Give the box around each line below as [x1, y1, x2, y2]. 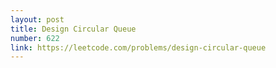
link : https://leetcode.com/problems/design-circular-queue [10, 42, 267, 53]
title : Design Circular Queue [10, 24, 137, 34]
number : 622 [10, 33, 60, 43]
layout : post [10, 14, 65, 25]
